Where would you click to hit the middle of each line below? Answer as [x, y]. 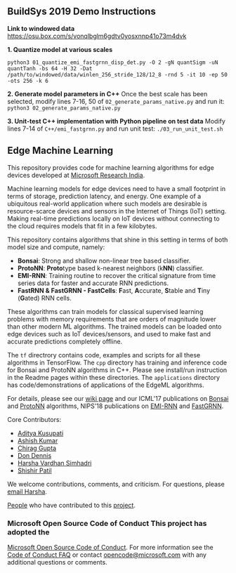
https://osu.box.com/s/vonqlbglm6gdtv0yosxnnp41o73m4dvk [97, 36]
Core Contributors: [34, 419]
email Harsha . [27, 492]
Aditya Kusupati [40, 433]
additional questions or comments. [57, 562]
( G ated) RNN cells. [44, 298]
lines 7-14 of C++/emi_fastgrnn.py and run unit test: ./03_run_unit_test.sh [115, 129]
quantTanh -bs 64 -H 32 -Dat [50, 68]
